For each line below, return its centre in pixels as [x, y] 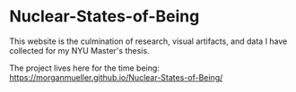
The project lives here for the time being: [84, 68]
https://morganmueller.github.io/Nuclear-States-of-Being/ [116, 77]
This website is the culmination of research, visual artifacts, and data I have [148, 41]
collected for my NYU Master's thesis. [79, 50]
